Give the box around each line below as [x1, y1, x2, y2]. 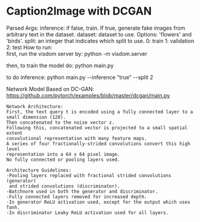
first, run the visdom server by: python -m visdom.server [6, 50, 147, 57]
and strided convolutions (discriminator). [8, 183, 120, 189]
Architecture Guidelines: [6, 167, 71, 173]
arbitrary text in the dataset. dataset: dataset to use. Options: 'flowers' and [6, 30, 192, 38]
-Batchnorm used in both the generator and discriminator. [6, 188, 158, 195]
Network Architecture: [6, 103, 63, 110]
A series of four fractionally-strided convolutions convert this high [6, 141, 190, 147]
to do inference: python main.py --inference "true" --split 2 [6, 73, 153, 81]
